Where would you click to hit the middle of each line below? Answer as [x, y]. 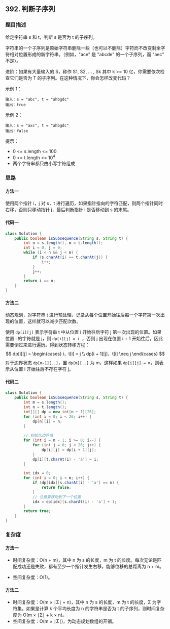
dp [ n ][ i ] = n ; [47, 421]
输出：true [16, 105]
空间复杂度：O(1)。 [32, 577]
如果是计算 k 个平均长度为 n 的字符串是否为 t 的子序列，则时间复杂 [95, 609]
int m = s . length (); [45, 402]
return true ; [37, 511]
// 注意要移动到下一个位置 [57, 497]
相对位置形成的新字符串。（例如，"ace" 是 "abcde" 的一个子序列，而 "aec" [87, 54]
